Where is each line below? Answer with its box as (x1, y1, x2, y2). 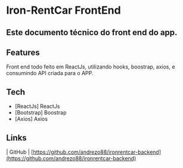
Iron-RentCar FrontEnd (6, 4, 121, 17)
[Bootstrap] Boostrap (14, 109, 67, 116)
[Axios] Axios (14, 116, 48, 123)
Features (6, 47, 40, 57)
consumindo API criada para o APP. (6, 70, 94, 77)
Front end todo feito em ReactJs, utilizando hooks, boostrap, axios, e (6, 63, 175, 70)
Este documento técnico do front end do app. (6, 27, 178, 38)
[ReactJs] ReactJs (14, 102, 60, 110)
